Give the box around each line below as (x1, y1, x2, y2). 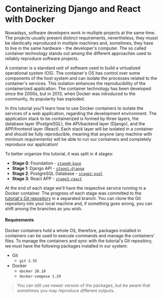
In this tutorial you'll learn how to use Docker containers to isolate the (5, 105, 144, 111)
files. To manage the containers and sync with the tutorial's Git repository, (5, 238, 153, 244)
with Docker (5, 14, 55, 25)
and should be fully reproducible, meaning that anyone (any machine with (5, 131, 152, 137)
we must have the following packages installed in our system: (5, 243, 128, 249)
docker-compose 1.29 (19, 274, 61, 279)
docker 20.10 (19, 269, 46, 274)
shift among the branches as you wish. (5, 205, 82, 212)
